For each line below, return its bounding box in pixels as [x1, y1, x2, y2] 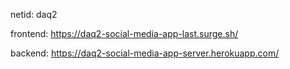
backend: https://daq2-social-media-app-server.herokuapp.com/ [10, 47, 280, 59]
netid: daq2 [10, 9, 58, 20]
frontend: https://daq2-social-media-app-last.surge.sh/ [10, 28, 239, 39]
